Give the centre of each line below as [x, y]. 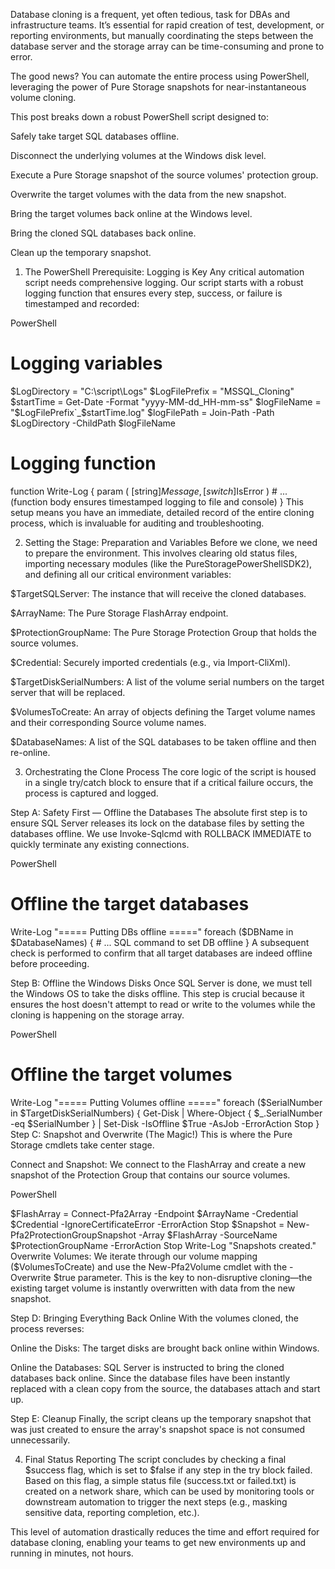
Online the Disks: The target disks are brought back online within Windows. [165, 1348]
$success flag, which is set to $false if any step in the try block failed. [168, 1470]
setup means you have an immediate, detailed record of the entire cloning [162, 512]
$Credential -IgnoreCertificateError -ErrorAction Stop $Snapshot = [147, 1224]
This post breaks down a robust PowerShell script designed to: [140, 117]
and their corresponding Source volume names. [108, 722]
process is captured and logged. [91, 793]
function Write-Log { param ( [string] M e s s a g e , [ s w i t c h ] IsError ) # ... [149, 491]
